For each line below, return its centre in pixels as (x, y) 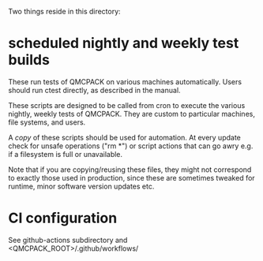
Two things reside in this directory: (64, 11)
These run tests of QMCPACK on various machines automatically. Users (125, 81)
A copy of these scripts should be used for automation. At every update (124, 137)
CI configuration (63, 218)
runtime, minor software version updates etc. (81, 186)
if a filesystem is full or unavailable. (66, 154)
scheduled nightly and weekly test (124, 43)
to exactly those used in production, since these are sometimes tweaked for (131, 177)
